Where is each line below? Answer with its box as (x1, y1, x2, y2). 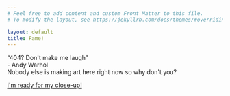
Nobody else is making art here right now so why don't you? (7, 68, 177, 76)
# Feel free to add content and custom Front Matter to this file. (7, 10, 204, 17)
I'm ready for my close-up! (7, 81, 82, 89)
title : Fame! (7, 35, 44, 42)
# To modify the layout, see (7, 16, 90, 23)
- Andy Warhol (7, 61, 49, 69)
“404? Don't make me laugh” (7, 54, 89, 62)
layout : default (7, 29, 53, 35)
